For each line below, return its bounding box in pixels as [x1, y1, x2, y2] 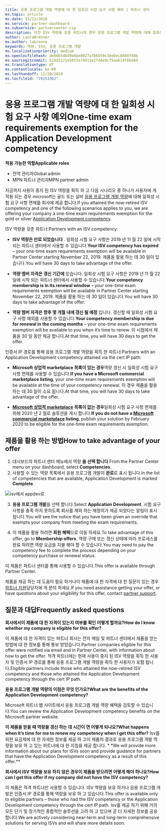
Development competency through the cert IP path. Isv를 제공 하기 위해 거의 [5, 802, 158, 808]
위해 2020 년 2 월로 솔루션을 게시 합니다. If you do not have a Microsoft [12, 410, 154, 416]
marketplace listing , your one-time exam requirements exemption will [12, 376, 155, 382]
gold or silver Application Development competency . [5, 215, 112, 221]
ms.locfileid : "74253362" [5, 76, 58, 81]
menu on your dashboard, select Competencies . [12, 464, 112, 470]
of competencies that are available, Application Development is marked [12, 475, 158, 481]
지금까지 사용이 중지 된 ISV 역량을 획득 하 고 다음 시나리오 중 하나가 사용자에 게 [5, 187, 157, 193]
